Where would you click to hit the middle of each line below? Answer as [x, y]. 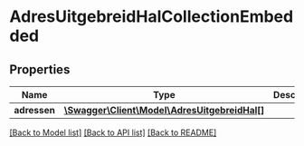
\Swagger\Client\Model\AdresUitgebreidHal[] [164, 110]
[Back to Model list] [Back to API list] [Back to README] [113, 132]
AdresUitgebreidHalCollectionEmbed [152, 17]
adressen [35, 110]
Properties [40, 69]
